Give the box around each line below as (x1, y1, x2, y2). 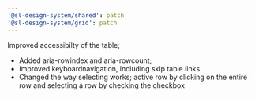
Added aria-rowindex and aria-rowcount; (18, 56, 152, 65)
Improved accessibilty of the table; (7, 40, 120, 49)
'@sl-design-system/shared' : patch (7, 11, 125, 20)
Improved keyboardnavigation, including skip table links (18, 64, 201, 73)
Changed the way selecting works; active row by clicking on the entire (18, 72, 248, 82)
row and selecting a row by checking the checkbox (18, 80, 186, 90)
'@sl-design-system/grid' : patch (7, 19, 118, 27)
